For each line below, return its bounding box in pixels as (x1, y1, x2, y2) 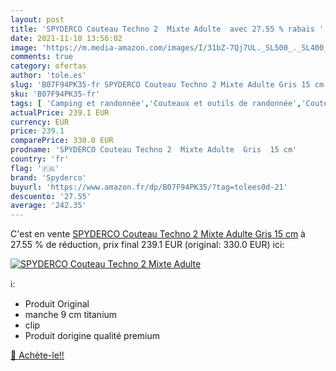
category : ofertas (10, 61, 87, 71)
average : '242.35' (10, 201, 87, 211)
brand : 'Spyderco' (10, 172, 87, 183)
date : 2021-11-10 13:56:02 (10, 33, 123, 43)
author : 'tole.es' (10, 71, 87, 81)
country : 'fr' (10, 154, 70, 164)
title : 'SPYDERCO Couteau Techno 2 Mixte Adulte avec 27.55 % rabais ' (10, 24, 325, 34)
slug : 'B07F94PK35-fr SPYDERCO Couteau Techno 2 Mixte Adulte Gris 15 (10, 80, 311, 90)
